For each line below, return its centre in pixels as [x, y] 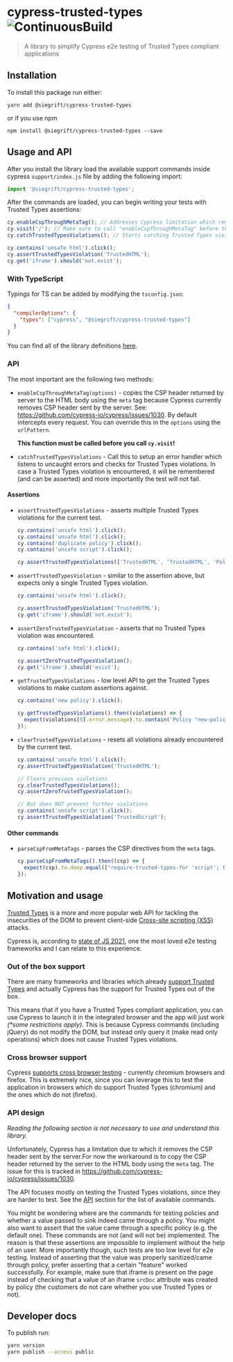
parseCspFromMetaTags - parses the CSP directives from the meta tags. [116, 848]
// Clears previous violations [62, 778]
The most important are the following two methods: [80, 379]
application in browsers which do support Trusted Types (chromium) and [111, 1088]
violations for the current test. [60, 517]
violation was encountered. [56, 635]
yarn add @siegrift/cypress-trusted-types [69, 105]
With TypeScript [35, 279]
